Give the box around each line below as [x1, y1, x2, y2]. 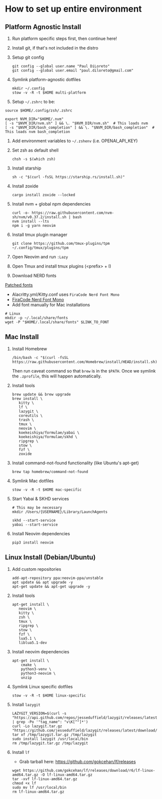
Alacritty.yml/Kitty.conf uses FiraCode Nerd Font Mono [12, 291, 120, 297]
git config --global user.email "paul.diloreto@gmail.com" [12, 68, 134, 73]
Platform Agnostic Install [5, 23, 81, 31]
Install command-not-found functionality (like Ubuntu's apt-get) [12, 460, 139, 466]
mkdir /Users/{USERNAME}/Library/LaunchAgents [12, 509, 108, 514]
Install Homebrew [12, 346, 47, 352]
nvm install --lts [12, 219, 49, 224]
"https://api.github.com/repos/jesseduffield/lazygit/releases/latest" [12, 715, 160, 720]
